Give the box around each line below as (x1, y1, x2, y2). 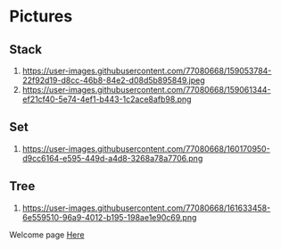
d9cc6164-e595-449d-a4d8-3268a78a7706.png (21, 153, 203, 163)
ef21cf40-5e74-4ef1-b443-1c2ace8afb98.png (21, 94, 192, 104)
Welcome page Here (9, 229, 85, 240)
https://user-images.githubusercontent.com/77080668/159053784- (21, 65, 272, 76)
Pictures (9, 6, 73, 27)
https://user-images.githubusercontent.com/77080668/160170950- (21, 143, 270, 154)
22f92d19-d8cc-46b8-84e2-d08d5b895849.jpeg (21, 75, 205, 86)
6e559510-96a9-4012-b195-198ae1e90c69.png (21, 212, 197, 222)
